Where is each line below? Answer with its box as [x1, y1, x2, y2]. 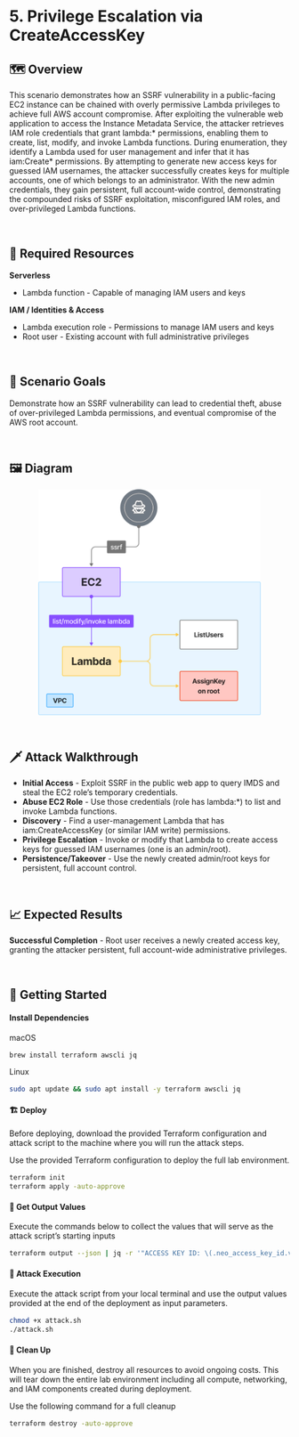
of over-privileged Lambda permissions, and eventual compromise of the [9, 407, 277, 418]
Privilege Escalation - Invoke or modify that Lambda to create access [21, 834, 279, 845]
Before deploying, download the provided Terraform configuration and [9, 1128, 267, 1139]
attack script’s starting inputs [9, 1230, 116, 1241]
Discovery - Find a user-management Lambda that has [21, 816, 225, 826]
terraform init [9, 1173, 66, 1181]
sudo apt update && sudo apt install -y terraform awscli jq [9, 1084, 241, 1094]
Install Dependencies [9, 1012, 90, 1023]
